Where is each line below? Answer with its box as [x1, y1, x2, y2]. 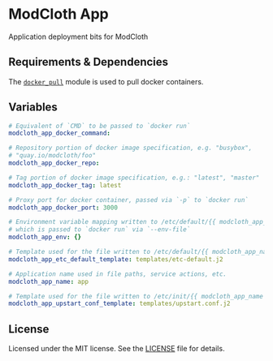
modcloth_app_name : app [8, 277, 89, 286]
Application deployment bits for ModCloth [8, 32, 149, 41]
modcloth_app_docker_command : [8, 129, 111, 138]
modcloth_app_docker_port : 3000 [8, 204, 118, 212]
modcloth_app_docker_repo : [8, 159, 100, 167]
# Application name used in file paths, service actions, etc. [8, 269, 227, 278]
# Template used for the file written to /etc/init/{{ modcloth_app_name [8, 292, 264, 300]
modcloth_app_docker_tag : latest [8, 181, 122, 189]
